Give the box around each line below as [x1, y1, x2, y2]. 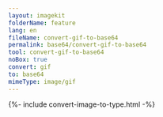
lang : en [8, 26, 37, 34]
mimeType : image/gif [8, 77, 77, 85]
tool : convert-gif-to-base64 [8, 48, 104, 56]
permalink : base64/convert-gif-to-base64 [8, 41, 147, 49]
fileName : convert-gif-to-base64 [8, 33, 119, 42]
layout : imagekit [8, 11, 66, 20]
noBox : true [8, 56, 47, 64]
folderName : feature [8, 19, 77, 27]
